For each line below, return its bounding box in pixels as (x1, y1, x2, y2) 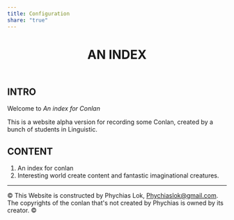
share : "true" (7, 17, 49, 24)
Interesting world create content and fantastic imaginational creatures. (17, 171, 219, 180)
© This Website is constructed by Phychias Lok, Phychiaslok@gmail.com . (7, 191, 219, 199)
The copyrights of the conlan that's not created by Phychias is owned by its (7, 198, 224, 207)
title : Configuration (7, 10, 70, 17)
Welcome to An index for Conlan (7, 104, 101, 113)
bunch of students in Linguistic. (7, 125, 97, 134)
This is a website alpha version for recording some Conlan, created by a (7, 118, 214, 126)
